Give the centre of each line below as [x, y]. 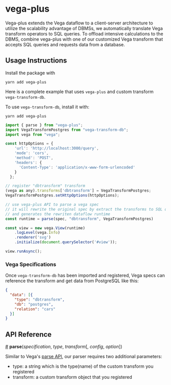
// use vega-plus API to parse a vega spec [52, 204]
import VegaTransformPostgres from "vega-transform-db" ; [67, 130]
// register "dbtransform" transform [45, 186]
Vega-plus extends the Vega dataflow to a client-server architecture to [79, 23]
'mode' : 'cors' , [32, 153]
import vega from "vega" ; [33, 135]
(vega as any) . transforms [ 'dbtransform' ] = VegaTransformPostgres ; [78, 191]
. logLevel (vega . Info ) [37, 233]
